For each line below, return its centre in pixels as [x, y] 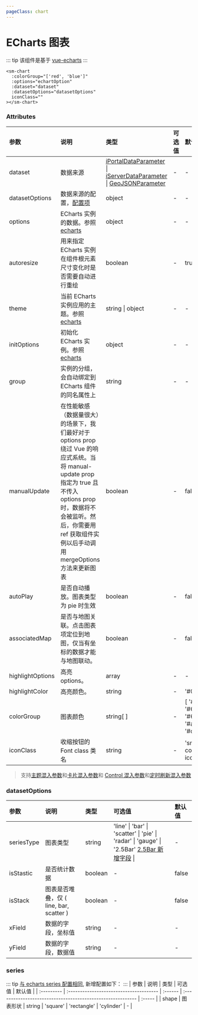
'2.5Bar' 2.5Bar [135, 849]
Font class [75, 750]
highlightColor [29, 691]
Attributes [21, 117]
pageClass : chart [27, 11]
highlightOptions [32, 676]
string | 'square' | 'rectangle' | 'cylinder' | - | [79, 1006]
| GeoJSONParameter [136, 183]
